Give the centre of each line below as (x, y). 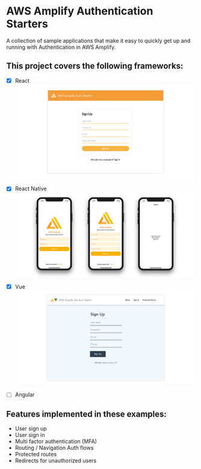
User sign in (30, 435)
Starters (27, 24)
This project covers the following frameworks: (95, 66)
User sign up (31, 429)
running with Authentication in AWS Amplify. (61, 47)
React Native (31, 189)
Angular (25, 395)
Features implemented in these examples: (87, 414)
